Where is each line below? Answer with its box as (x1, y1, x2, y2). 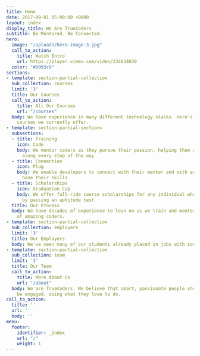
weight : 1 (17, 341, 42, 347)
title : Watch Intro (17, 53, 65, 59)
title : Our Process (11, 202, 60, 208)
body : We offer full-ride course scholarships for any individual (17, 191, 185, 197)
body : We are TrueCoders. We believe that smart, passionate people (11, 285, 185, 292)
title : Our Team (11, 263, 52, 270)
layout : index (6, 20, 42, 26)
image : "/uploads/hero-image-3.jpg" (11, 42, 102, 48)
